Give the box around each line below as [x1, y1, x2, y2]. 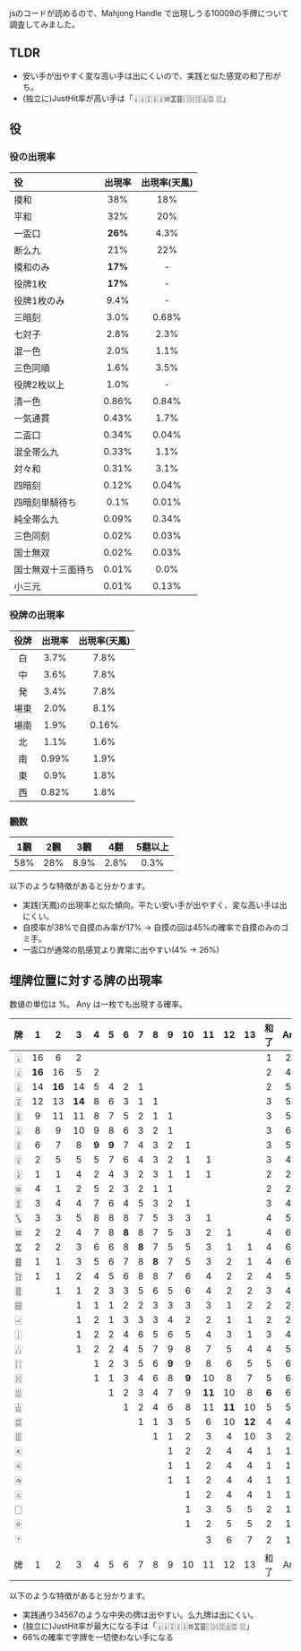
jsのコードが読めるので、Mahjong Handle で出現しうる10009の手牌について [9, 8, 289, 18]
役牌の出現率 [9, 609, 65, 621]
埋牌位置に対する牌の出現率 [9, 973, 163, 989]
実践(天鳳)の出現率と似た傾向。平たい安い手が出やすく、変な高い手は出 [21, 900, 288, 911]
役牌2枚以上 [13, 378, 65, 391]
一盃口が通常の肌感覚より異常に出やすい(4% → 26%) [21, 945, 219, 955]
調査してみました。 [9, 19, 81, 30]
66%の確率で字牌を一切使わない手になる [21, 1631, 174, 1642]
